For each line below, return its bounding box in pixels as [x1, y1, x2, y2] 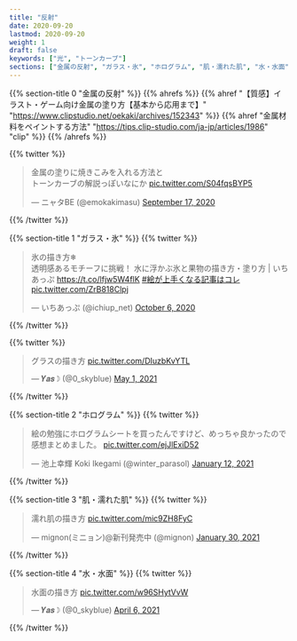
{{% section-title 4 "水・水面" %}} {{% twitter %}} [9, 567, 192, 578]
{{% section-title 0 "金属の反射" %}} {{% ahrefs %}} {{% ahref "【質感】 [9, 88, 275, 99]
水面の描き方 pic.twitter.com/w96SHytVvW [30, 587, 189, 597]
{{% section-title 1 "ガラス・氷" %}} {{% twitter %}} [9, 233, 198, 243]
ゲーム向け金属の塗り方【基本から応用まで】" [39, 99, 207, 109]
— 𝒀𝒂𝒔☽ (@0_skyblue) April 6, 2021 [30, 605, 160, 615]
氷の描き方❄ [30, 251, 77, 262]
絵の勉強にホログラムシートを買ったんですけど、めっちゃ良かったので [30, 428, 286, 439]
